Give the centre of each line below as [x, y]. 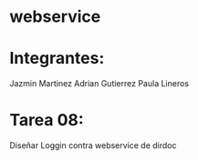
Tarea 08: [47, 120]
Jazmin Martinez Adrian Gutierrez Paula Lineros [99, 84]
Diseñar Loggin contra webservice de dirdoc [93, 145]
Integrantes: [57, 59]
